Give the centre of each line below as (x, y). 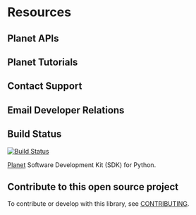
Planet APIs (33, 38)
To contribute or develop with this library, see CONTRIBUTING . (98, 204)
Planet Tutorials (43, 62)
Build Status (35, 134)
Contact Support (45, 86)
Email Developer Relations (66, 110)
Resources (39, 12)
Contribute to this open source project (93, 186)
